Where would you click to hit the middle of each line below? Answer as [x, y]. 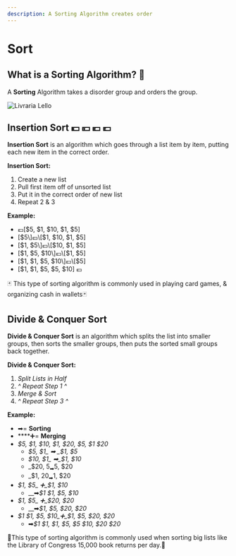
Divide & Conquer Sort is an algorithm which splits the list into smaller [109, 336]
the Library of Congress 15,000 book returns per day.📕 [86, 545]
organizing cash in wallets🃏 [47, 295]
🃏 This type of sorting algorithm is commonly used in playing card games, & [117, 284]
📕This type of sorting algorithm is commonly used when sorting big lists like [117, 537]
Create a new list [42, 179]
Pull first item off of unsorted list [64, 187]
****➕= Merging [42, 436]
